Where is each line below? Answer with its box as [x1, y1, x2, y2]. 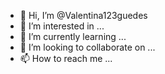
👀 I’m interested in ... [19, 20, 105, 32]
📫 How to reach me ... [19, 53, 113, 64]
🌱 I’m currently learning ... [19, 31, 127, 42]
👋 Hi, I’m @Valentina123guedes [19, 10, 148, 21]
